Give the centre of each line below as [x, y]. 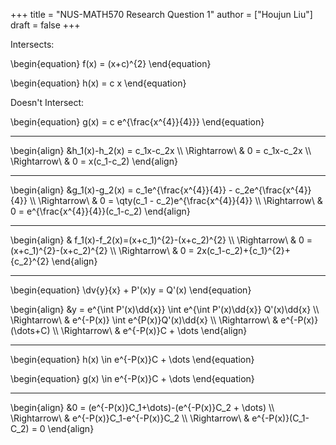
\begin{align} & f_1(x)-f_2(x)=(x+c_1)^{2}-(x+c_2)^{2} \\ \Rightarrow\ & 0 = [161, 240]
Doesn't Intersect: [47, 102]
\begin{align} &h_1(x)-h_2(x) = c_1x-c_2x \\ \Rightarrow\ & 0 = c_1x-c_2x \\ [161, 150]
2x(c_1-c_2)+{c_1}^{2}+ [244, 250]
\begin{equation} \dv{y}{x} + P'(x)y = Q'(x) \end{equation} [131, 290]
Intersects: [32, 44]
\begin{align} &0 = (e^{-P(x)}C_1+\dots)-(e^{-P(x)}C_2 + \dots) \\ [142, 407]
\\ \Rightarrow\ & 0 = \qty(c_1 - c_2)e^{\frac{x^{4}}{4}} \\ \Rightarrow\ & [176, 200]
